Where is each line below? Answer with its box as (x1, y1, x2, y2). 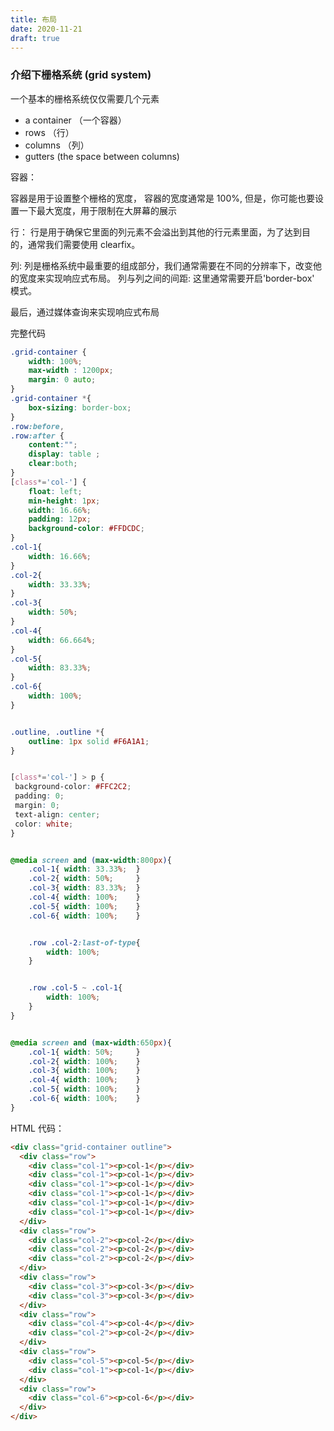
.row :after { (10, 431, 65, 441)
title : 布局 (10, 14, 57, 25)
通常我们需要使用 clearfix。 (27, 238, 141, 250)
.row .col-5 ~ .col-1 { (28, 983, 123, 993)
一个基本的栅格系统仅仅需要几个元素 (10, 92, 160, 105)
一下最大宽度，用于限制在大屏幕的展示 (18, 204, 177, 216)
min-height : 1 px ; (28, 496, 101, 506)
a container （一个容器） (24, 114, 127, 126)
